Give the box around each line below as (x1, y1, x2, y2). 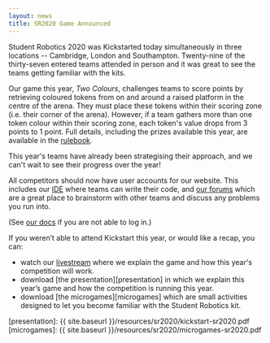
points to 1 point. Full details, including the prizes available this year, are (8, 127, 248, 137)
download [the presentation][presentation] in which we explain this (20, 274, 246, 284)
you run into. (8, 201, 51, 211)
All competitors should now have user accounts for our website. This (8, 176, 239, 185)
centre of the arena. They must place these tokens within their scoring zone (8, 101, 263, 111)
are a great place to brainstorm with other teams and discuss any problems (8, 193, 260, 202)
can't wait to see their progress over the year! (8, 159, 161, 169)
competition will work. (20, 266, 95, 276)
